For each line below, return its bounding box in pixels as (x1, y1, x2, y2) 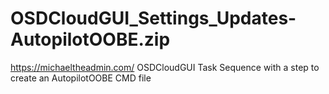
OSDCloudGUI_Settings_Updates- (10, 7, 297, 30)
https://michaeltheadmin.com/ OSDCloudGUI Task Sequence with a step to (10, 61, 320, 73)
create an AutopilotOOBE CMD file (10, 72, 152, 84)
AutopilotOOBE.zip (10, 28, 171, 51)
